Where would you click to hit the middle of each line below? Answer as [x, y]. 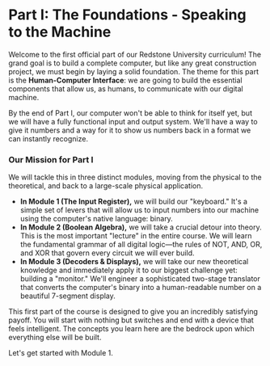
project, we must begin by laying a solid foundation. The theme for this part [134, 71]
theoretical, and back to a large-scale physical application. [106, 186]
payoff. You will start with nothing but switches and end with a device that [131, 320]
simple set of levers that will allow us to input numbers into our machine [139, 210]
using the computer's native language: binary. [97, 219]
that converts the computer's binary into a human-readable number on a [141, 288]
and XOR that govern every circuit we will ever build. [108, 253]
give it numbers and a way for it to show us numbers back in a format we [130, 130]
